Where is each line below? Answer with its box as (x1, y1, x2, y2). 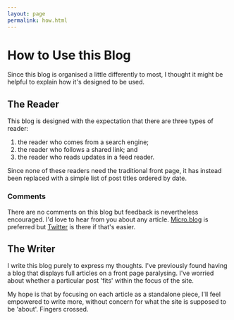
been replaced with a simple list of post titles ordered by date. (7, 174, 187, 183)
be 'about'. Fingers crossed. (7, 305, 89, 314)
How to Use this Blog (7, 47, 132, 63)
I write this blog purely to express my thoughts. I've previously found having (7, 262, 228, 270)
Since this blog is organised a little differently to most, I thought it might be (7, 70, 223, 79)
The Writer (7, 243, 56, 255)
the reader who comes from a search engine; (17, 138, 149, 146)
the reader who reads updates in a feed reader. (17, 153, 155, 162)
